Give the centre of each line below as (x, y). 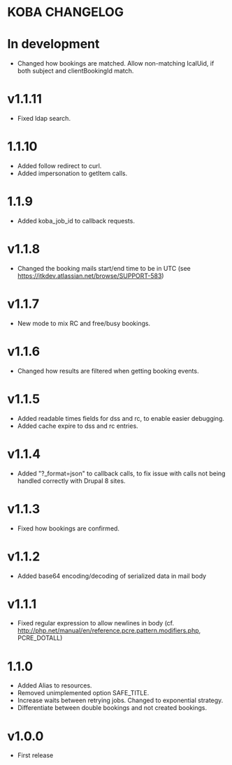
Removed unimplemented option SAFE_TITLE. (83, 693)
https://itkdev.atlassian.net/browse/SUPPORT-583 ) (90, 276)
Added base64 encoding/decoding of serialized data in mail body (112, 576)
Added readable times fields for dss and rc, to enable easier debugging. (121, 418)
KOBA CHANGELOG (66, 12)
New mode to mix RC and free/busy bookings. (84, 323)
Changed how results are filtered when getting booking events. (108, 371)
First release (35, 755)
